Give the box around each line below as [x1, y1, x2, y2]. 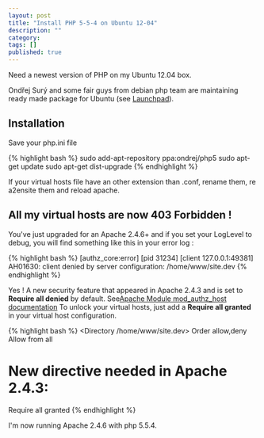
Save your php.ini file [8, 138, 78, 147]
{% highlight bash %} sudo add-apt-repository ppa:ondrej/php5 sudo [8, 153, 235, 162]
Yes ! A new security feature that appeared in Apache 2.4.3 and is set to [8, 285, 243, 295]
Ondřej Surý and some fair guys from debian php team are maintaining [8, 86, 239, 95]
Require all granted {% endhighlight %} [8, 405, 136, 414]
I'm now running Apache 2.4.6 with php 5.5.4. [8, 421, 157, 430]
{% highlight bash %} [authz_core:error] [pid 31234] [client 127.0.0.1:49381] [8, 253, 254, 262]
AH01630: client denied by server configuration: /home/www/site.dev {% [8, 261, 247, 271]
